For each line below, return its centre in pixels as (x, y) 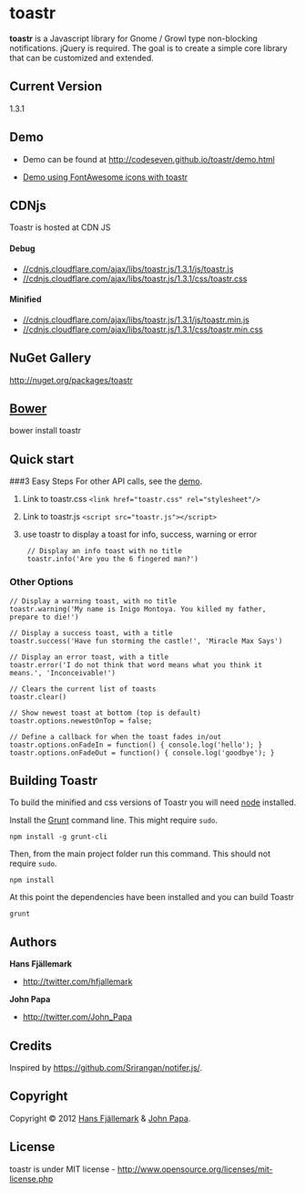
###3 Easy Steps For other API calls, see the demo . (106, 481)
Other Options (41, 582)
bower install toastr (46, 431)
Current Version (56, 86)
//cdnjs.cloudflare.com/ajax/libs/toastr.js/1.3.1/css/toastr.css (135, 278)
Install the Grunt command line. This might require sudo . (114, 821)
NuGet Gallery (51, 358)
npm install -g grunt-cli (58, 837)
